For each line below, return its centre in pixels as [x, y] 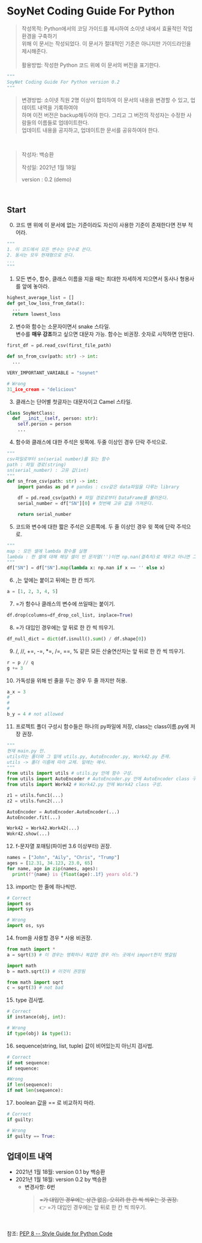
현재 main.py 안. [27, 751]
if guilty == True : [31, 1136]
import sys [20, 909]
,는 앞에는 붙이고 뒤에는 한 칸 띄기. [55, 580]
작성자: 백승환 [38, 154]
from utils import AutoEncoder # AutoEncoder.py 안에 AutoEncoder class [98, 779]
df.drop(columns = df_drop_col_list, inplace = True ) [70, 615]
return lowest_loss [37, 314]
